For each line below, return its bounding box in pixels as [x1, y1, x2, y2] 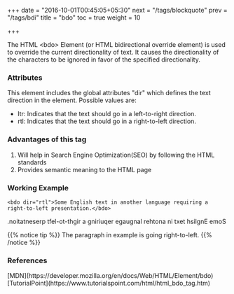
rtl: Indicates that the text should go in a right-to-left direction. [17, 117, 196, 125]
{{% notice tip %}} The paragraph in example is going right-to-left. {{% [7, 230, 212, 239]
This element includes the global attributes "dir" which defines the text [7, 89, 212, 97]
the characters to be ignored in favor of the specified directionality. [7, 55, 201, 64]
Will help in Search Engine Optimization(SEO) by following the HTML [17, 150, 215, 159]
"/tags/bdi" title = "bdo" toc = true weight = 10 [7, 13, 141, 22]
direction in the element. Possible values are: [7, 96, 137, 104]
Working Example [7, 183, 69, 192]
